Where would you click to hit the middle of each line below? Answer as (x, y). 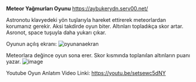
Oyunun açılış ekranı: (31, 44)
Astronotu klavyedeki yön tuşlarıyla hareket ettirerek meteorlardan (86, 20)
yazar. (14, 62)
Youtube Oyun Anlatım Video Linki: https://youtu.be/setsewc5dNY (86, 73)
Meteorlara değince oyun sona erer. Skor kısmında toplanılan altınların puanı (98, 55)
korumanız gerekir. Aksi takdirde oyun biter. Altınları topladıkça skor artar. (95, 26)
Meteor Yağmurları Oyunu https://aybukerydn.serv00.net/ (77, 9)
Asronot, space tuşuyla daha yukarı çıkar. (56, 32)
